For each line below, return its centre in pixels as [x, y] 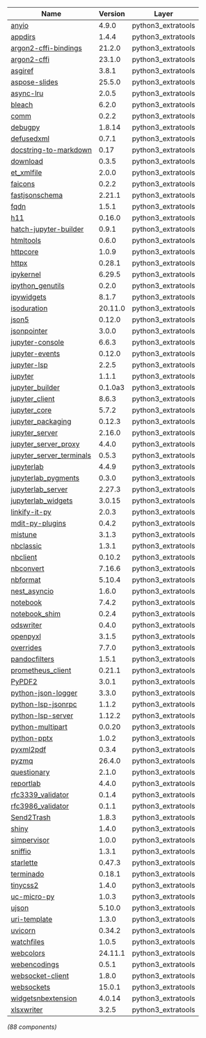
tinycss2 [25, 885]
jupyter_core [31, 410]
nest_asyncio [32, 591]
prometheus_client [41, 670]
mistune [24, 534]
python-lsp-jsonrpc [44, 704]
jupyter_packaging [41, 422]
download [27, 161]
